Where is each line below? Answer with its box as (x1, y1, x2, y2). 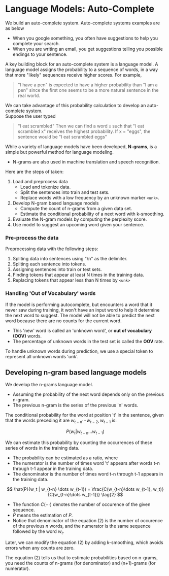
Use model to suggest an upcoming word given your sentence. (12, 221, 145, 227)
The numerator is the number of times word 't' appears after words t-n (12, 460, 160, 466)
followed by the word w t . (12, 528, 64, 535)
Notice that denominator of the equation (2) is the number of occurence (12, 517, 163, 523)
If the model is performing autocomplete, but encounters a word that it (5, 301, 153, 308)
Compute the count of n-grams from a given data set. (20, 205, 132, 211)
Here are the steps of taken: (5, 168, 64, 175)
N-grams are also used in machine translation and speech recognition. (12, 158, 160, 165)
